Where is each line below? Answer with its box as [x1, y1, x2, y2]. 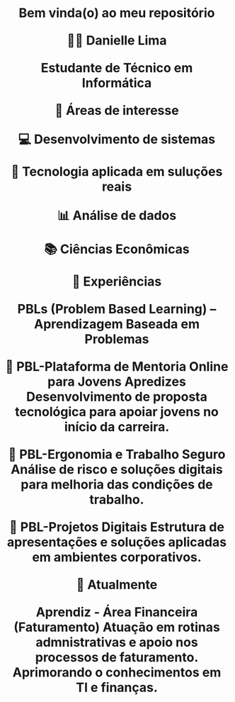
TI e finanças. [75, 679, 159, 696]
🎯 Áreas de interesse [54, 103, 180, 118]
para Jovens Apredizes [47, 374, 187, 390]
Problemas [84, 331, 149, 347]
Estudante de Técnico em [40, 60, 193, 76]
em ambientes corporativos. [32, 550, 202, 565]
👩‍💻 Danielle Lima [67, 33, 167, 49]
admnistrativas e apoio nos [35, 635, 198, 650]
